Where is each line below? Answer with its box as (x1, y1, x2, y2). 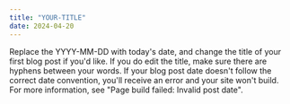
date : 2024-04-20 (9, 22, 75, 30)
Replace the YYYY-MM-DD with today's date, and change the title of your (9, 46, 281, 56)
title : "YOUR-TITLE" (9, 13, 87, 22)
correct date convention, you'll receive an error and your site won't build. (9, 74, 279, 85)
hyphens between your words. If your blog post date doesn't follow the (9, 65, 272, 76)
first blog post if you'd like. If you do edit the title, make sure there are (9, 56, 268, 66)
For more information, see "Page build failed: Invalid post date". (9, 84, 244, 95)
